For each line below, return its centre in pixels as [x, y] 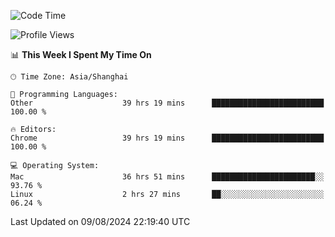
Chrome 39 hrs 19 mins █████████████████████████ [167, 138]
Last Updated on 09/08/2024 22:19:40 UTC [100, 221]
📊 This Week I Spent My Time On [81, 54]
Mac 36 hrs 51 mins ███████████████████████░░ [167, 177]
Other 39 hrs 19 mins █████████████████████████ [167, 103]
